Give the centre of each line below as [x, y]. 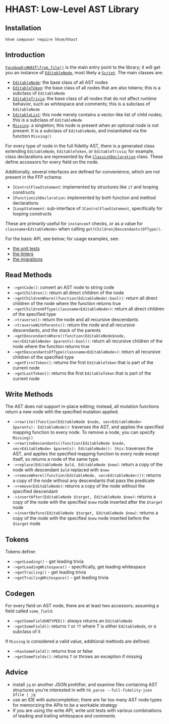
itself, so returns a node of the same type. [56, 459]
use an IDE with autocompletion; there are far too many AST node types [87, 699]
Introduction [25, 55]
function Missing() [32, 136]
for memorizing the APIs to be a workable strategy [65, 705]
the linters [23, 254]
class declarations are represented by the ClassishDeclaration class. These [84, 156]
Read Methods [29, 275]
